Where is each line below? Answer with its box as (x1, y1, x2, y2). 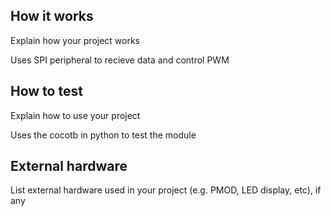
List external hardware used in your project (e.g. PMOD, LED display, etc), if (10, 184, 322, 196)
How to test (10, 83, 83, 100)
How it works (10, 8, 94, 25)
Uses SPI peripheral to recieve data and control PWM (10, 54, 230, 66)
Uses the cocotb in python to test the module (10, 129, 197, 141)
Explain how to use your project (10, 109, 141, 121)
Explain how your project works (10, 34, 141, 46)
